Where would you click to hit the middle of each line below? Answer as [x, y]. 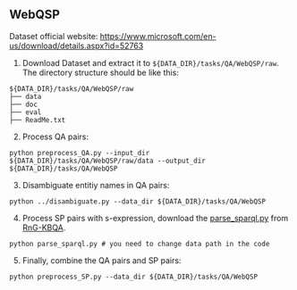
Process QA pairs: [55, 137]
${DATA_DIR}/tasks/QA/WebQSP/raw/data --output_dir [107, 161]
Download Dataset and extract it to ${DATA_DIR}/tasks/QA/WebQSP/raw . [150, 62]
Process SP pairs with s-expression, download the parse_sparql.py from [155, 218]
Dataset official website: [54, 36]
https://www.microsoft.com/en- [158, 36]
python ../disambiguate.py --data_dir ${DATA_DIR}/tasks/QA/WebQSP [138, 201]
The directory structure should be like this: [100, 72]
